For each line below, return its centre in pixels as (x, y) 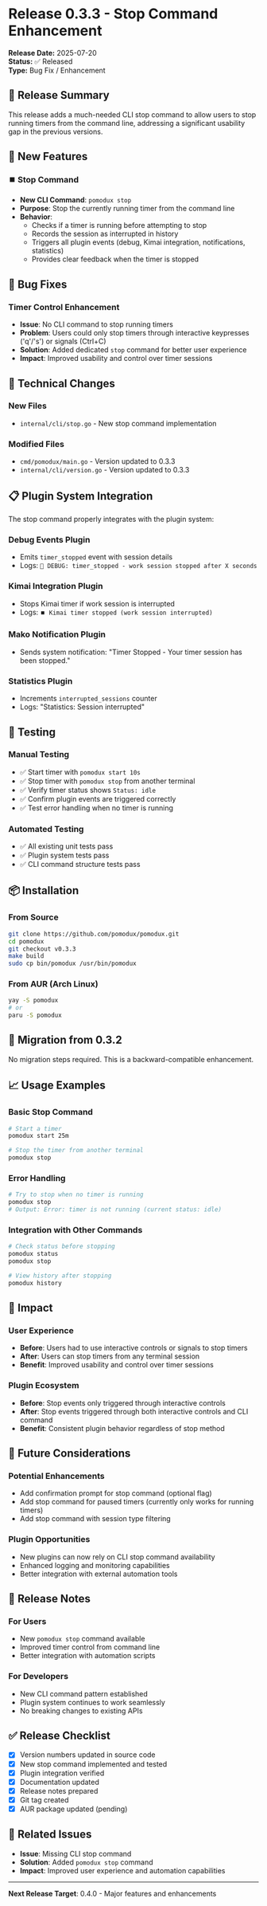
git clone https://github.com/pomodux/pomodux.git (94, 934)
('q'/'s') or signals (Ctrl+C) (63, 341)
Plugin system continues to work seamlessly (92, 1702)
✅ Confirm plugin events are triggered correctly (98, 798)
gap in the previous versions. (56, 131)
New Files (28, 406)
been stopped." (45, 660)
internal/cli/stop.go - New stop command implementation (118, 423)
